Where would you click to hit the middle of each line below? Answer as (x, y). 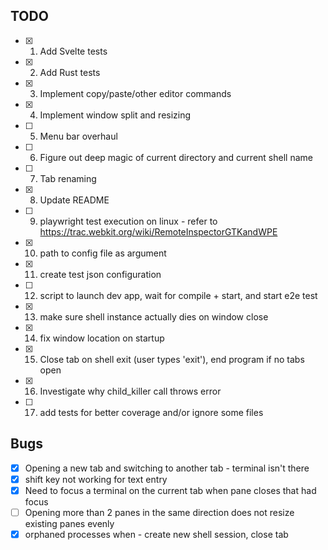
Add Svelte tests (73, 51)
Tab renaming (68, 178)
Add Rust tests (70, 72)
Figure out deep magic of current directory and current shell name (176, 157)
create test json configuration (100, 274)
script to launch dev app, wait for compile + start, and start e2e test (178, 295)
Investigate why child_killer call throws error (130, 391)
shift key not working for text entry (96, 479)
